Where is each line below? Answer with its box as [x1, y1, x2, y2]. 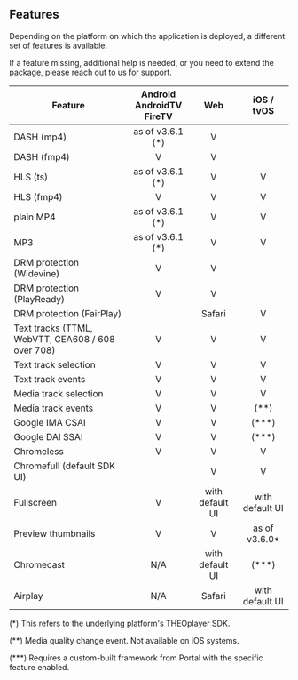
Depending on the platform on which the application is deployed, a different [9, 30, 286, 41]
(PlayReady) [13, 292, 65, 305]
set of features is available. [9, 40, 108, 51]
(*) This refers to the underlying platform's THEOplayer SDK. [9, 618, 231, 628]
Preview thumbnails [13, 527, 96, 540]
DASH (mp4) [13, 131, 67, 143]
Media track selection [13, 387, 104, 399]
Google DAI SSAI [13, 430, 83, 443]
